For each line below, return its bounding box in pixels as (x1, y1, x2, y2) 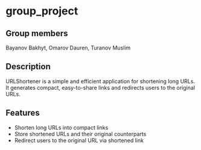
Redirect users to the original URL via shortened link (14, 137, 144, 144)
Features (5, 108, 40, 118)
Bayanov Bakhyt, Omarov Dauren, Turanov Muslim (5, 44, 131, 51)
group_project (5, 4, 78, 18)
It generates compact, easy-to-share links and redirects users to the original (5, 84, 196, 91)
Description (5, 61, 51, 72)
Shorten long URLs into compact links (14, 123, 109, 131)
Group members (5, 28, 68, 39)
